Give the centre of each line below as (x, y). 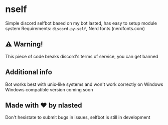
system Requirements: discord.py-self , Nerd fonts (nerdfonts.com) (75, 28)
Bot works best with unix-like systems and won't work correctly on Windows (84, 84)
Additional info (29, 72)
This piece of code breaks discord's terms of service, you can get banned (82, 56)
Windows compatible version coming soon (49, 89)
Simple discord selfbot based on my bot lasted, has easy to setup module (81, 23)
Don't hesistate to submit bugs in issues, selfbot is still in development (78, 117)
